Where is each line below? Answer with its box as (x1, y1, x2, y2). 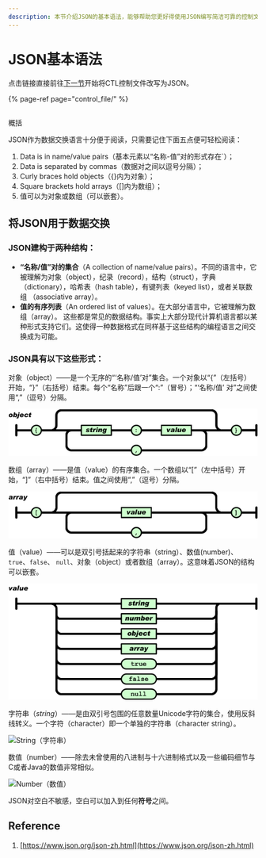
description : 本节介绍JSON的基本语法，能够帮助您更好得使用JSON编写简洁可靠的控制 (8, 13, 254, 21)
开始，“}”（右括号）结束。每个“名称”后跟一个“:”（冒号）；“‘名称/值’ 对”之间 (8, 382, 251, 392)
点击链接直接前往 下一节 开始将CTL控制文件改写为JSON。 (8, 78, 194, 87)
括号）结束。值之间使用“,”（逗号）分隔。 (51, 475, 184, 485)
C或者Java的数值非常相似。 (8, 762, 99, 772)
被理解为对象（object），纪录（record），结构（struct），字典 (19, 272, 216, 282)
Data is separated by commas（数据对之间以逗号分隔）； (19, 161, 204, 170)
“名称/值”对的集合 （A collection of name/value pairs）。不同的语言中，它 (19, 262, 257, 271)
